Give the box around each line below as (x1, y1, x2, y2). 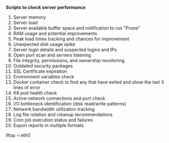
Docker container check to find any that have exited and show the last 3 (13, 79, 164, 85)
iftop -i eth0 (6, 132, 31, 138)
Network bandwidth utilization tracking (13, 106, 95, 112)
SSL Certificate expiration (13, 68, 67, 74)
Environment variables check (13, 74, 74, 79)
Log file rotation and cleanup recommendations (13, 111, 113, 118)
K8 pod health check (13, 90, 58, 96)
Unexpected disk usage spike (13, 41, 75, 47)
